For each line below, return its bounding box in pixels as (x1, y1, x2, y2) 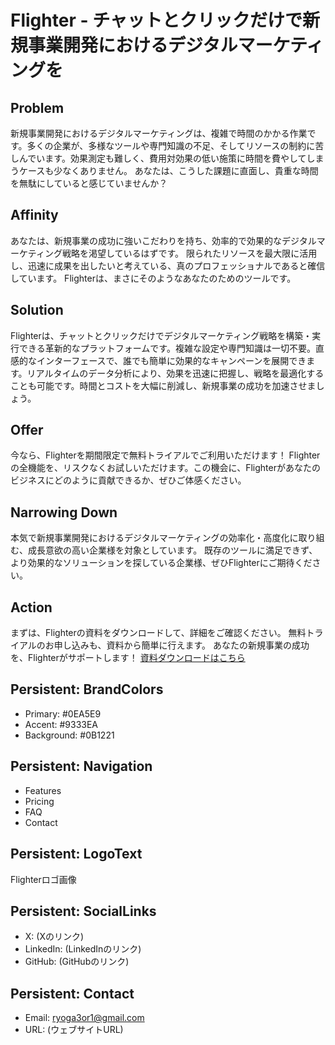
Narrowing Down (10, 504, 118, 521)
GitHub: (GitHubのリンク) (24, 956, 130, 968)
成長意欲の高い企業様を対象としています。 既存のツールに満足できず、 (27, 544, 318, 556)
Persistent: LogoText (10, 846, 143, 863)
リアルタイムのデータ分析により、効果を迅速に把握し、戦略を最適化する (26, 367, 325, 379)
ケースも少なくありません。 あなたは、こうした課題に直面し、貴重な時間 (18, 165, 319, 176)
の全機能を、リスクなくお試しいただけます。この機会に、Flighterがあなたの (10, 462, 321, 474)
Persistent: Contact (10, 985, 135, 1002)
